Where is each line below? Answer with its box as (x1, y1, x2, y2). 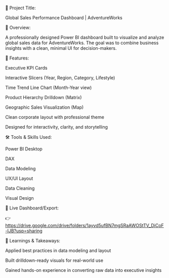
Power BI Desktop (5, 146, 43, 152)
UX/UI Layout (5, 175, 33, 181)
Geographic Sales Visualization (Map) (5, 104, 84, 110)
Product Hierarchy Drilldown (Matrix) (5, 95, 82, 100)
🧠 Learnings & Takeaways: (5, 238, 61, 243)
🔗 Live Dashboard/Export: (5, 205, 59, 211)
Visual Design (5, 195, 34, 201)
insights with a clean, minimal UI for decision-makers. (5, 45, 117, 51)
